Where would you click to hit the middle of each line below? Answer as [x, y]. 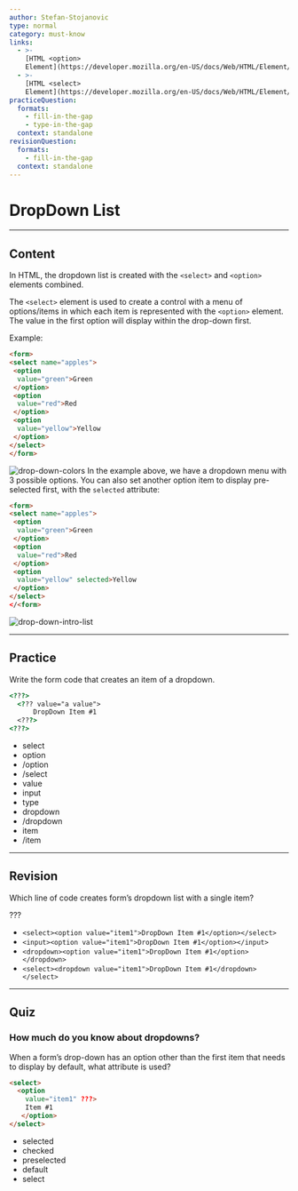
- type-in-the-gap [59, 125]
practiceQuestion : [43, 100]
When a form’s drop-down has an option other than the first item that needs [147, 1057]
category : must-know [47, 34]
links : [21, 42]
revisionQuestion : [43, 141]
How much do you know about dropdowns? [105, 1038]
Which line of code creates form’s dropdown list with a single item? [132, 898]
